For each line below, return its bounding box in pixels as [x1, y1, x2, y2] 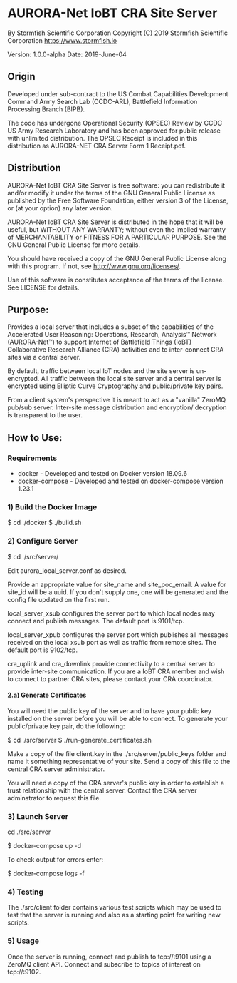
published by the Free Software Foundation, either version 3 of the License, [7, 196, 229, 205]
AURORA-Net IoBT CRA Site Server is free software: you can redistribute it [7, 180, 226, 190]
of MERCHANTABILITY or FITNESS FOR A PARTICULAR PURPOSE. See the [7, 233, 227, 241]
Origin [7, 71, 36, 83]
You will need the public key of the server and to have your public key [7, 706, 212, 715]
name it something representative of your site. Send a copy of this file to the [7, 757, 231, 765]
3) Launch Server [7, 811, 69, 821]
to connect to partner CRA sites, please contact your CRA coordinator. [7, 674, 214, 683]
